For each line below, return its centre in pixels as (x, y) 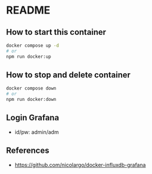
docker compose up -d (33, 45)
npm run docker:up (29, 57)
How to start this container (56, 32)
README (28, 10)
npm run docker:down (32, 100)
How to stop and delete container (68, 75)
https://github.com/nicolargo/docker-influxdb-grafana (80, 165)
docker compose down (32, 88)
